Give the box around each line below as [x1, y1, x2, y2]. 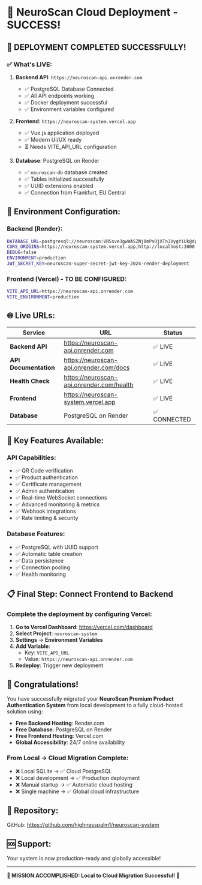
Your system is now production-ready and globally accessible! [7, 855, 161, 862]
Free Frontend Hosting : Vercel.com [15, 732, 104, 740]
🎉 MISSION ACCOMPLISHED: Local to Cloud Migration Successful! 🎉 [7, 872, 180, 879]
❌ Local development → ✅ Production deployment [15, 774, 140, 781]
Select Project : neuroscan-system [15, 630, 98, 637]
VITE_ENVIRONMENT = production [7, 294, 80, 300]
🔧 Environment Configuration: [7, 207, 120, 217]
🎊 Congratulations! [7, 679, 79, 689]
